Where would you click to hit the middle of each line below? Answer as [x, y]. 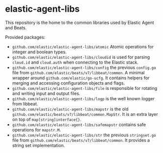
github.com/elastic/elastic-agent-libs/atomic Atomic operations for [83, 46]
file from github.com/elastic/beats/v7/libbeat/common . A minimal [78, 72]
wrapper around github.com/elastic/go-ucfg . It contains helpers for [81, 78]
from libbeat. [25, 104]
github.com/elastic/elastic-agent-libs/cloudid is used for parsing [81, 57]
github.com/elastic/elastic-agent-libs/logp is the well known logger [83, 98]
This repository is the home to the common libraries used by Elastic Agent [80, 22]
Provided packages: [25, 37]
